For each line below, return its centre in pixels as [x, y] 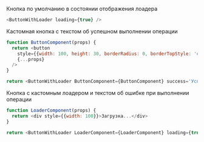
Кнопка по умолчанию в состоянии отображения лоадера [82, 9]
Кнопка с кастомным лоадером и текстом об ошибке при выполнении [98, 93]
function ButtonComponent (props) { [51, 42]
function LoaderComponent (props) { [51, 111]
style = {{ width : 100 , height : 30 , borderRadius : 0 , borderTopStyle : [104, 54]
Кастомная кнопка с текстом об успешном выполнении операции [92, 31]
